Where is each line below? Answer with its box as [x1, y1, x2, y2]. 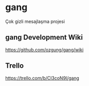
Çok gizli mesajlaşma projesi [5, 18, 65, 24]
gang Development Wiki [5, 33, 83, 42]
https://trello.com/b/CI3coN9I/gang [5, 75, 80, 81]
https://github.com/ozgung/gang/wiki [5, 46, 84, 52]
